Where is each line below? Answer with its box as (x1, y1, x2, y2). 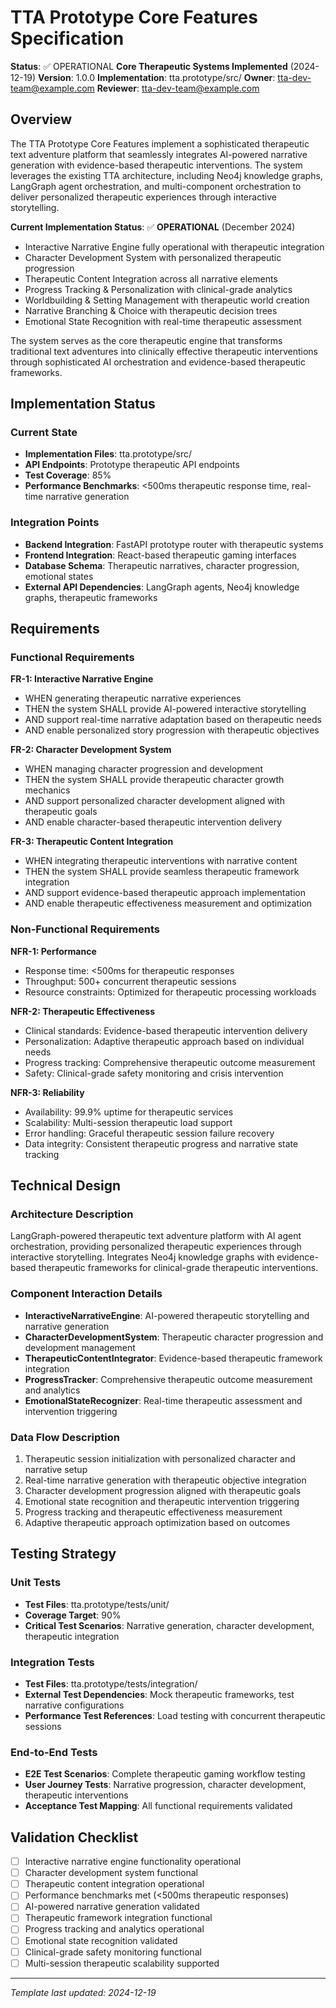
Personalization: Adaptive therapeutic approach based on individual (24, 1035, 305, 1047)
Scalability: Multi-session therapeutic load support (24, 1116, 233, 1128)
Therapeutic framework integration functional (24, 1912, 213, 1924)
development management (24, 1341, 136, 1353)
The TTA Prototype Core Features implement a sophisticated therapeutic (10, 137, 310, 150)
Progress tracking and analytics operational (24, 1923, 205, 1935)
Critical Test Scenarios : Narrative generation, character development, (24, 1619, 315, 1631)
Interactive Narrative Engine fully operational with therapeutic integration (24, 241, 325, 253)
